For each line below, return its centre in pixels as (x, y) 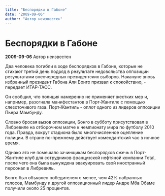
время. (13, 143)
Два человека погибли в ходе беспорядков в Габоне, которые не (74, 66)
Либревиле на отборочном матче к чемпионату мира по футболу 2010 (80, 127)
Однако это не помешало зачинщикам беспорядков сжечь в (69, 153)
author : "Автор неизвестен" (34, 19)
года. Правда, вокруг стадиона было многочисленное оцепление (74, 132)
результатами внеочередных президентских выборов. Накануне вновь (80, 77)
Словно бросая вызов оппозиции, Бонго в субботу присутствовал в (77, 122)
